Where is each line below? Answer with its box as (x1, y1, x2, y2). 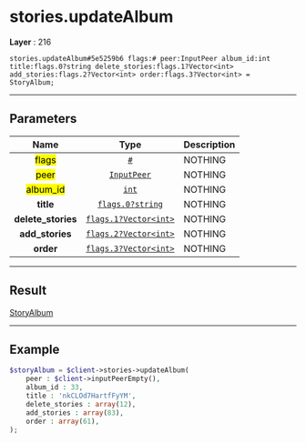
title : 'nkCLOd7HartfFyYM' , (25, 391, 137, 400)
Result (9, 283, 47, 298)
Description (183, 138, 236, 151)
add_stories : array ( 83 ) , (25, 408, 125, 418)
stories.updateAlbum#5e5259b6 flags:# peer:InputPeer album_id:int (9, 54, 271, 63)
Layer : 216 (9, 36, 52, 47)
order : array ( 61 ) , (25, 417, 100, 426)
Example (9, 341, 60, 357)
